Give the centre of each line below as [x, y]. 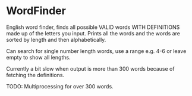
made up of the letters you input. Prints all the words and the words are [93, 33]
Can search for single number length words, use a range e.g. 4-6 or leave [96, 51]
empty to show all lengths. [38, 57]
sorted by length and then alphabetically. [56, 39]
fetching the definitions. [35, 75]
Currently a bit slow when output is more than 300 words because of [90, 68]
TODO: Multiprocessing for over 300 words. [60, 86]
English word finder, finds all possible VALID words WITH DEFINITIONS [93, 27]
